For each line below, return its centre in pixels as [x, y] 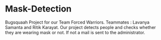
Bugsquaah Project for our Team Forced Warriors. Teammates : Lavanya [77, 22]
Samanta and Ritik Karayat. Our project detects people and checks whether [80, 27]
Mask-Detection [38, 9]
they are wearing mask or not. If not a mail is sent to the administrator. [75, 32]
